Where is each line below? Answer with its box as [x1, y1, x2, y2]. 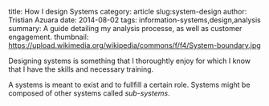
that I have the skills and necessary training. [8, 65, 154, 74]
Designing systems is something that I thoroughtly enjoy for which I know [8, 56, 251, 65]
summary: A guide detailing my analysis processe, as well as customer [8, 24, 243, 33]
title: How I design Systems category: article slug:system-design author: [8, 7, 247, 16]
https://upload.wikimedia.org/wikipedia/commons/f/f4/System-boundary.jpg [8, 41, 261, 50]
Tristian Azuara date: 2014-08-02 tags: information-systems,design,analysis [8, 15, 261, 25]
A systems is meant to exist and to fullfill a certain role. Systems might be [8, 80, 251, 89]
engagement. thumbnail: [8, 32, 89, 41]
